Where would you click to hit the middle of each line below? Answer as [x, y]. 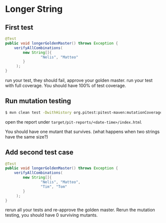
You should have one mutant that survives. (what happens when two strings [82, 132]
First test [19, 27]
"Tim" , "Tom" [54, 186]
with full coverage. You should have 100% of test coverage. [66, 86]
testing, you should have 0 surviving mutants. [51, 215]
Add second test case [39, 153]
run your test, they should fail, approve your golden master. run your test [79, 80]
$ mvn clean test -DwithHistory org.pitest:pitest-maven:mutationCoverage [84, 112]
